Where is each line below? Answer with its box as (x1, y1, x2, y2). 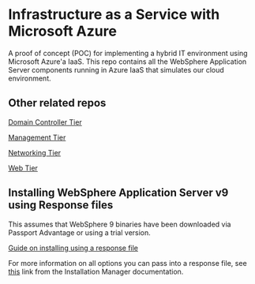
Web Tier (8, 163, 38, 173)
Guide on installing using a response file (8, 243, 139, 252)
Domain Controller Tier (8, 117, 83, 127)
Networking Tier (8, 148, 62, 157)
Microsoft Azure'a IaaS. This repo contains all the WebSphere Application (8, 57, 247, 66)
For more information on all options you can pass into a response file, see (8, 258, 247, 267)
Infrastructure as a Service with (8, 6, 220, 24)
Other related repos (8, 96, 107, 110)
